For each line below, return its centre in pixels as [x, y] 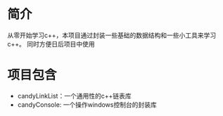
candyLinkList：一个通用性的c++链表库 [74, 96]
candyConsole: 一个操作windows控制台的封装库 [87, 104]
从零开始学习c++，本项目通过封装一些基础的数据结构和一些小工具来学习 [112, 35]
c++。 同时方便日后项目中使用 [51, 44]
